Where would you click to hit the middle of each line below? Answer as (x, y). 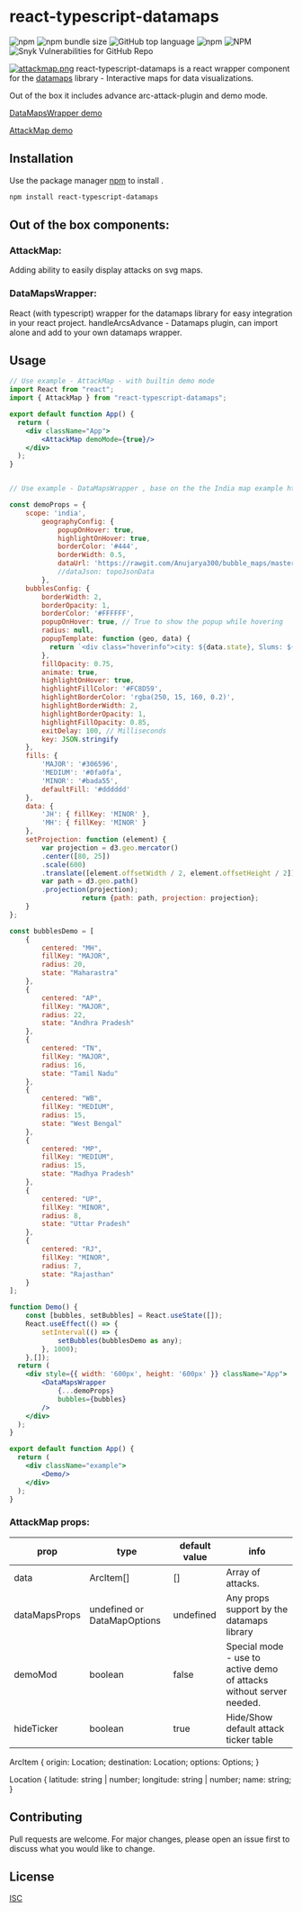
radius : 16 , (64, 1065)
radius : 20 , (64, 965)
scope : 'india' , (56, 513)
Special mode (255, 1646)
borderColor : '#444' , (98, 546)
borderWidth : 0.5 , (92, 555)
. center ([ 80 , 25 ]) (76, 856)
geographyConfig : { (78, 521)
